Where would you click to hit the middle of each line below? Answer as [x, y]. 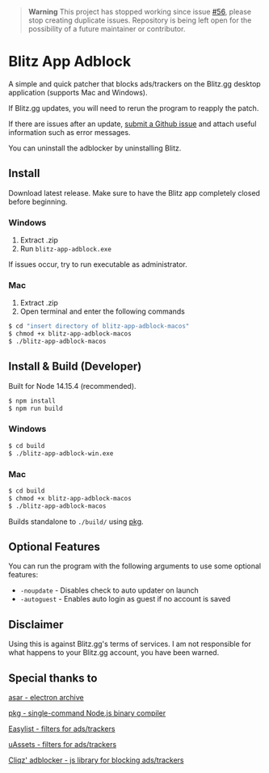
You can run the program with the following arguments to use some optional [134, 566]
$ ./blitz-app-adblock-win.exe [61, 453]
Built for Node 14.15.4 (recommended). [72, 386]
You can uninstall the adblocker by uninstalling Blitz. [95, 148]
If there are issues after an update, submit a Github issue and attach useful [132, 124]
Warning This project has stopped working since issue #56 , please [140, 12]
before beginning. [38, 201]
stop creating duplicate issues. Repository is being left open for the [140, 20]
